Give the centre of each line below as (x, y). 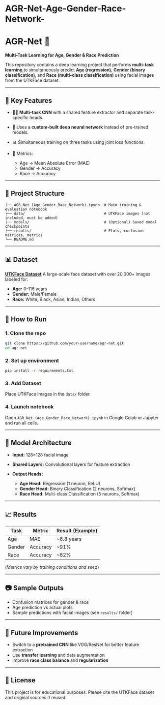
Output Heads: (27, 474)
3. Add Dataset (23, 383)
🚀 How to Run (26, 319)
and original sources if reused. (36, 697)
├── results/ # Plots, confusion (74, 231)
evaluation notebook (26, 209)
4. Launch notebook (29, 407)
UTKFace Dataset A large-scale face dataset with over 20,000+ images (78, 274)
